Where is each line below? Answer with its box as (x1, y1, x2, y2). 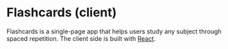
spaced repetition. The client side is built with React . (6, 34, 157, 42)
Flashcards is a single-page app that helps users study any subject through (6, 27, 222, 35)
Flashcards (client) (6, 5, 117, 20)
